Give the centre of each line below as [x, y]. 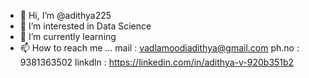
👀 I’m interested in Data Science [85, 26]
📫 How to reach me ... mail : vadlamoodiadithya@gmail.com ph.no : [159, 48]
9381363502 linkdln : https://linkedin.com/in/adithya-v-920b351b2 [157, 62]
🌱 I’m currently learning [68, 36]
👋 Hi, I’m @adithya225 [65, 15]
